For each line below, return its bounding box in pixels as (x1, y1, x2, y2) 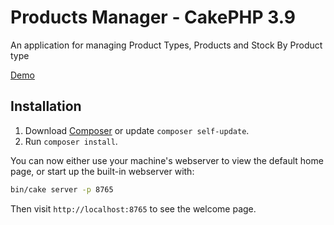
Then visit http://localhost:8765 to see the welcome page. (10, 202, 257, 215)
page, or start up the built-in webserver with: (10, 165, 195, 177)
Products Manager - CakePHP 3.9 (10, 6, 296, 29)
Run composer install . (24, 135, 118, 147)
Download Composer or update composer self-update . (24, 124, 250, 136)
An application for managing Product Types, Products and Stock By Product (10, 39, 323, 51)
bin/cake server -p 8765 (10, 184, 114, 195)
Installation (10, 98, 82, 115)
